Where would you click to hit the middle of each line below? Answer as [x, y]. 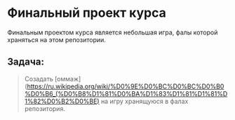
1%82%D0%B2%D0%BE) [62, 101]
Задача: [26, 62]
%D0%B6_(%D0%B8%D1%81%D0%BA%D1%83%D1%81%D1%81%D [126, 93]
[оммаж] [68, 79]
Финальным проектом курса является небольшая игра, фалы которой [113, 32]
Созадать [39, 79]
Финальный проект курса [87, 13]
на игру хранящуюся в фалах [145, 101]
